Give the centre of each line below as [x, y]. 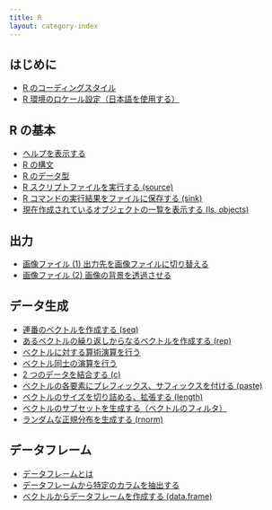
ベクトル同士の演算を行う [70, 363]
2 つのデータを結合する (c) [71, 374]
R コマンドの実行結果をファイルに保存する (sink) [112, 198]
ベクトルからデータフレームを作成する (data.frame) [117, 496]
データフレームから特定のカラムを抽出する [101, 485]
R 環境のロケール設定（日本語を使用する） [101, 99]
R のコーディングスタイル [69, 88]
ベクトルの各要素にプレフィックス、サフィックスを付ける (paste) [142, 385]
